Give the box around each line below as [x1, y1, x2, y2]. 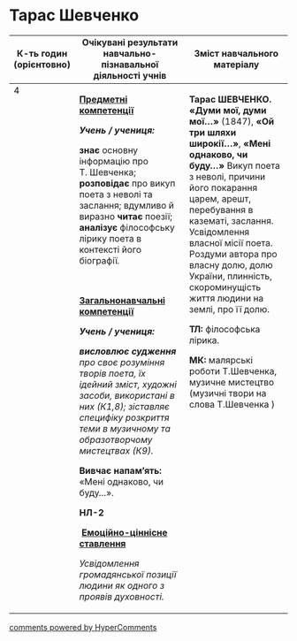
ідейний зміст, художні [79, 378, 177, 390]
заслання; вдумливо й [79, 199, 175, 211]
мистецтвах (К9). [79, 444, 154, 456]
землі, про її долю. [188, 302, 270, 315]
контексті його [79, 243, 142, 256]
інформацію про [79, 155, 148, 167]
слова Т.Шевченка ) [188, 398, 276, 410]
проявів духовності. [79, 590, 165, 602]
